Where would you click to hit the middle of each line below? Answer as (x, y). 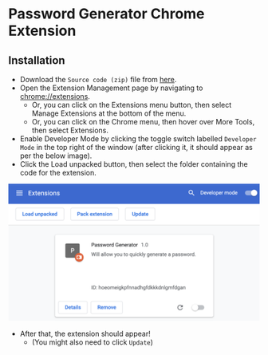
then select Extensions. (70, 130)
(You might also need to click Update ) (93, 342)
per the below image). (56, 156)
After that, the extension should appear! (85, 334)
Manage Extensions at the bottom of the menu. (109, 113)
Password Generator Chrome (106, 14)
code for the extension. (58, 173)
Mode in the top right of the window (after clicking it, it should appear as (136, 147)
